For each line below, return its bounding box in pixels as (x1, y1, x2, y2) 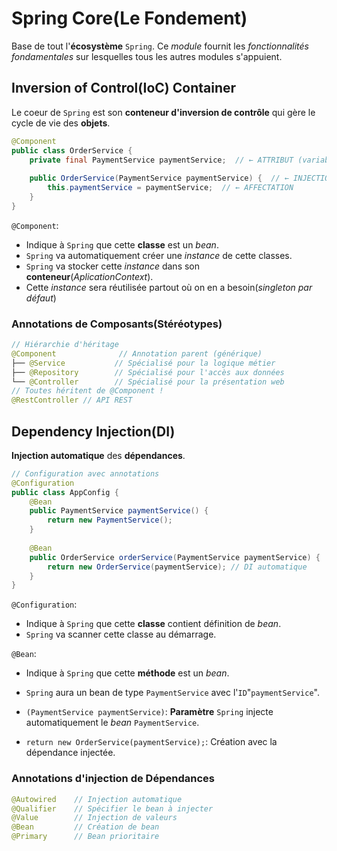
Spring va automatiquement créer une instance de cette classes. (25, 249, 293, 261)
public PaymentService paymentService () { (29, 506, 209, 516)
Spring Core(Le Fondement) (11, 7, 248, 30)
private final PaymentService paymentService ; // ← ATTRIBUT (29, 155, 294, 165)
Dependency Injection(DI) (11, 423, 176, 440)
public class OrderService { (11, 145, 133, 156)
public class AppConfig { (11, 487, 119, 497)
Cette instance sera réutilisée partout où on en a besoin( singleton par (25, 281, 313, 293)
